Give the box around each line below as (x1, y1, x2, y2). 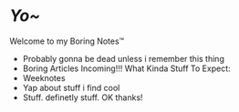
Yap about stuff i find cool (22, 82, 120, 93)
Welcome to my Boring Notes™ (9, 36, 125, 46)
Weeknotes (22, 72, 66, 83)
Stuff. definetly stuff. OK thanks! (22, 92, 143, 103)
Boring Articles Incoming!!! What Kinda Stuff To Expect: (22, 63, 231, 74)
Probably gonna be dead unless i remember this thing (22, 53, 225, 64)
